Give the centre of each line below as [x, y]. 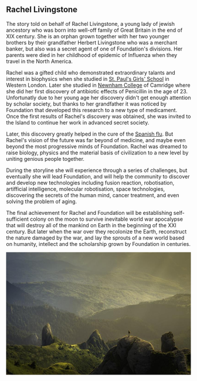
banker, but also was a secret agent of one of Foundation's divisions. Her [94, 49]
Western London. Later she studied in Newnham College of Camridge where [98, 85]
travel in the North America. [40, 61]
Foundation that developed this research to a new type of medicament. [92, 110]
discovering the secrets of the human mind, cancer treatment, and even [93, 195]
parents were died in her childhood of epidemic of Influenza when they [92, 55]
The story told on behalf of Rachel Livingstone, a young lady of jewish [90, 23]
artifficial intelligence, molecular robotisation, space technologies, [86, 189]
